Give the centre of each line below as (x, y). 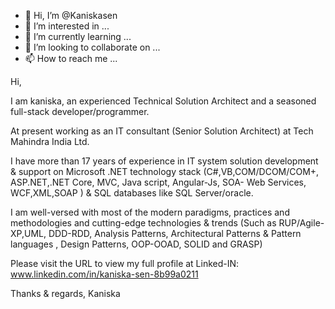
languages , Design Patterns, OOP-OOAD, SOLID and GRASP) (136, 244)
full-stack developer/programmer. (80, 111)
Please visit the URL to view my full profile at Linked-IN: (125, 263)
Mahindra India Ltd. (50, 141)
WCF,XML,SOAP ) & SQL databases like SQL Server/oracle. (132, 193)
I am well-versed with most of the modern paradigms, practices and (150, 212)
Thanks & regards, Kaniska (65, 293)
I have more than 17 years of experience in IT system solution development (164, 161)
